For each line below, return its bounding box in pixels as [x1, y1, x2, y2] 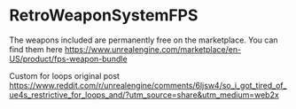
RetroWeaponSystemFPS [9, 5, 199, 26]
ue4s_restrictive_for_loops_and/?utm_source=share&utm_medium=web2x [9, 90, 279, 100]
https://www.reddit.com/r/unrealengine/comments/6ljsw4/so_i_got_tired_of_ [9, 80, 287, 90]
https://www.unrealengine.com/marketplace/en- [65, 43, 242, 54]
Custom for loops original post [9, 70, 120, 81]
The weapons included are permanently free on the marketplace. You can [9, 35, 278, 45]
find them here [9, 43, 64, 54]
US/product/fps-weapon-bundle [9, 53, 128, 64]
